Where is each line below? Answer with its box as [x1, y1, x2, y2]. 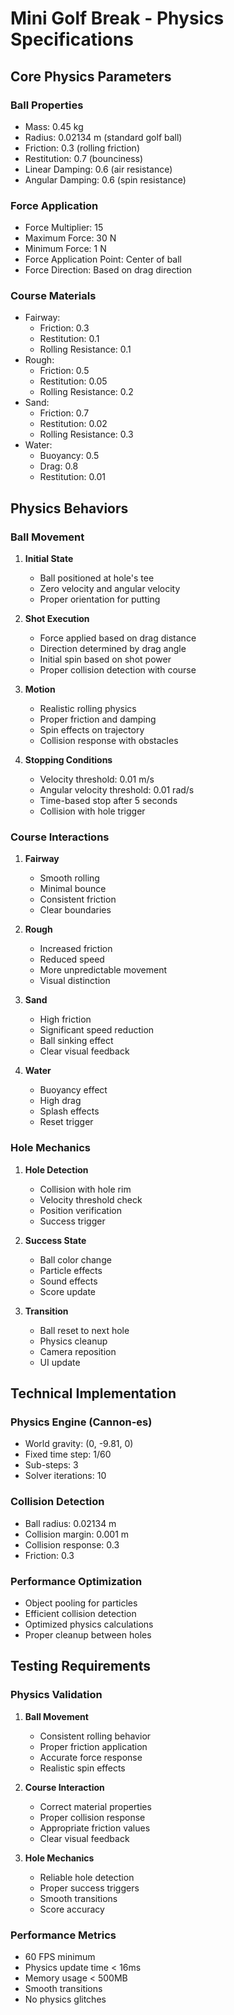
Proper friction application [39, 1740, 148, 1752]
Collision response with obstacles [39, 735, 179, 747]
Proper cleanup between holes [24, 1629, 152, 1641]
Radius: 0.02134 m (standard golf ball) [24, 131, 183, 143]
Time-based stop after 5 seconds [39, 795, 178, 807]
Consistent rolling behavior [39, 1730, 152, 1742]
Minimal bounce [39, 883, 107, 895]
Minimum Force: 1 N [24, 243, 107, 255]
